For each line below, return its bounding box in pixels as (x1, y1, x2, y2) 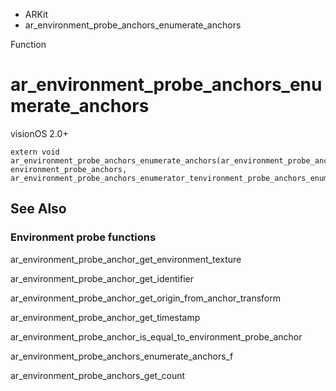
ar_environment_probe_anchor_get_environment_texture (10, 253, 242, 265)
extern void (10, 147, 60, 157)
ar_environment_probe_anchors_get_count (10, 369, 186, 381)
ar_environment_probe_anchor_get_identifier (10, 272, 194, 284)
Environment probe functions (10, 230, 157, 244)
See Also (10, 200, 67, 218)
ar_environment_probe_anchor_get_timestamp (10, 311, 201, 323)
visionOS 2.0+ (10, 127, 69, 139)
